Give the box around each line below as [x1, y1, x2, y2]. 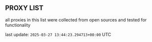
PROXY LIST [5, 4, 43, 12]
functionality [5, 22, 31, 28]
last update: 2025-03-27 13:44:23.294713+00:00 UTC [5, 31, 112, 37]
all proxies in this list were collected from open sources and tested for [5, 17, 147, 22]
